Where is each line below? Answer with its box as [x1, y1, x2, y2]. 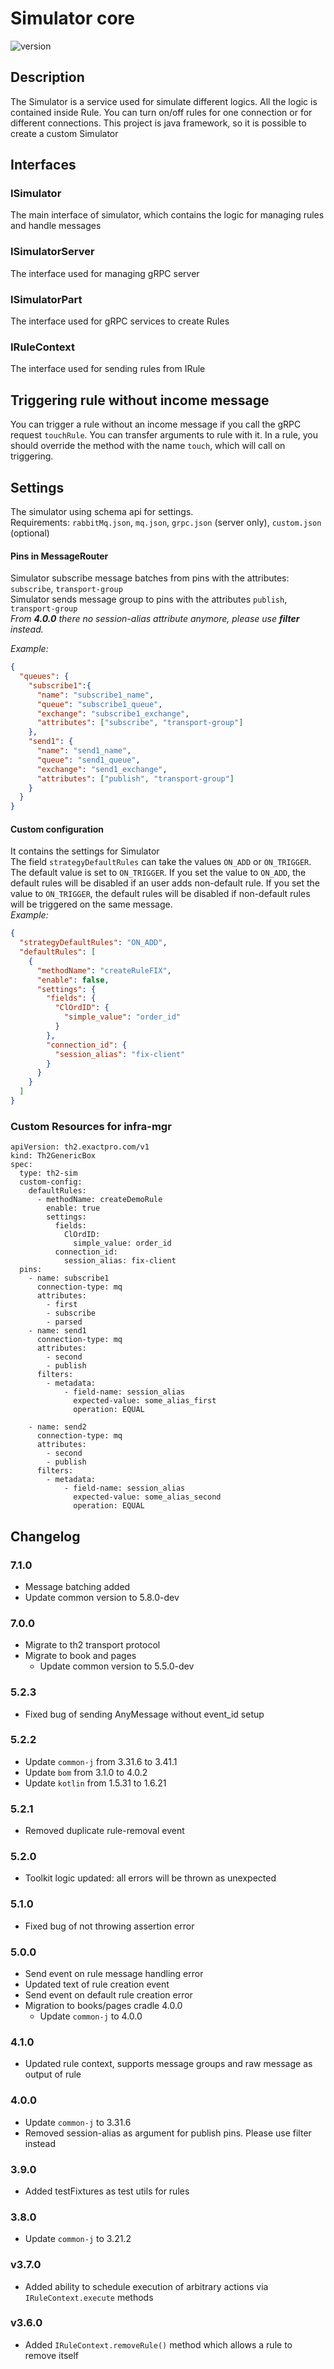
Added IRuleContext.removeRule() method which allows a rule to [24, 2338, 293, 2351]
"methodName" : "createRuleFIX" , [36, 965, 172, 976]
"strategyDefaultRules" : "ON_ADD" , [19, 938, 168, 948]
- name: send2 [28, 1422, 87, 1432]
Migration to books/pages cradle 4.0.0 [24, 2000, 183, 2012]
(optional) [10, 527, 50, 539]
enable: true [46, 1203, 101, 1214]
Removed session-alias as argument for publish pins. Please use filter [24, 2127, 312, 2139]
